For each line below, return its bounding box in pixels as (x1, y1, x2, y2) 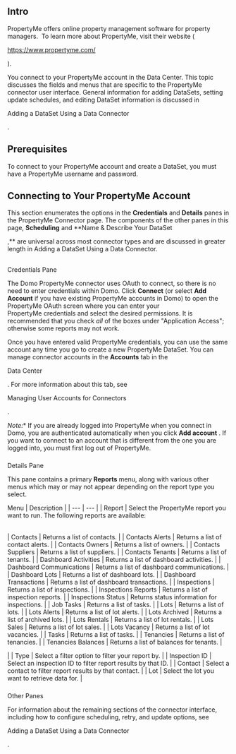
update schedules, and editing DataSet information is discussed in (7, 95, 199, 104)
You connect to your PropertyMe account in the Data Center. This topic (7, 73, 213, 81)
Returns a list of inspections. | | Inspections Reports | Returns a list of (7, 585, 208, 594)
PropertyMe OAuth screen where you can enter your (7, 301, 160, 310)
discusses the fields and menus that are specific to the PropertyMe (7, 80, 203, 89)
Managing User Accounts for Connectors (7, 393, 127, 402)
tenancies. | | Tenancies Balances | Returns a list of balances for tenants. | (7, 638, 223, 646)
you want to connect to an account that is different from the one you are (7, 436, 217, 444)
